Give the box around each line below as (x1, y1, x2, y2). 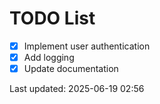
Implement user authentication (23, 40, 151, 52)
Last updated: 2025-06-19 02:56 (9, 83, 145, 95)
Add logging (23, 52, 75, 63)
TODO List (9, 7, 96, 30)
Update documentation (23, 63, 119, 75)
